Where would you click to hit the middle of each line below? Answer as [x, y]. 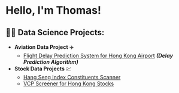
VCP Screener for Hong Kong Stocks [69, 83]
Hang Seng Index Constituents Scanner [72, 77]
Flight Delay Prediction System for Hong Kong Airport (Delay [98, 55]
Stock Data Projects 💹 [43, 69]
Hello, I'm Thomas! [53, 10]
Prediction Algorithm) [51, 62]
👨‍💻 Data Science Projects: [55, 32]
